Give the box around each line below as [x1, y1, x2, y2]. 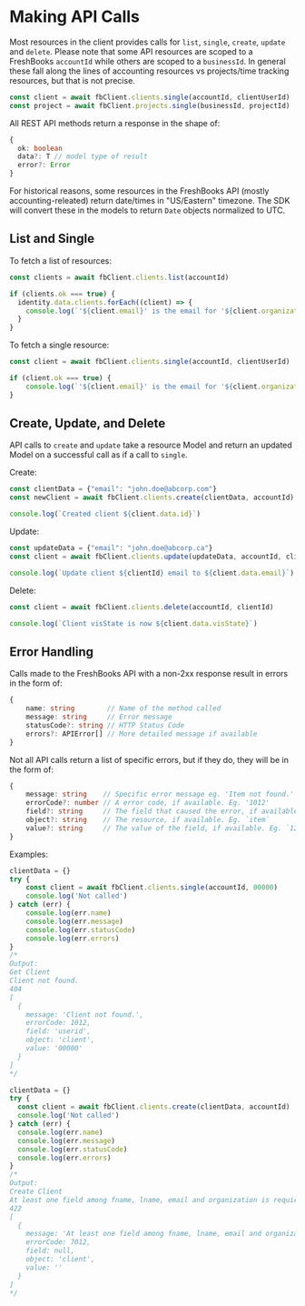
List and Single [9, 231, 95, 246]
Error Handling [9, 644, 93, 659]
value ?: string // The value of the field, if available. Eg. [25, 823, 282, 833]
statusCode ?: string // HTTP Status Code [25, 720, 184, 729]
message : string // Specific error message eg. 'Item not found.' [25, 789, 295, 799]
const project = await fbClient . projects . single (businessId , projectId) [9, 101, 290, 110]
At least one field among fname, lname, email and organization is [9, 1195, 271, 1204]
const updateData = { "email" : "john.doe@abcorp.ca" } [9, 544, 213, 553]
